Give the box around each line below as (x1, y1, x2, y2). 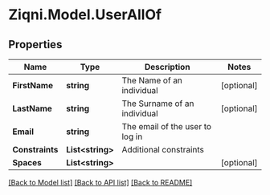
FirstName (12, 80, 54, 91)
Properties (8, 38, 63, 51)
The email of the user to (121, 121, 211, 132)
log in (121, 131, 143, 142)
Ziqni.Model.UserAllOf (8, 6, 162, 24)
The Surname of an (121, 98, 194, 109)
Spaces (12, 157, 42, 168)
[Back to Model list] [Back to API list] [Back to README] (8, 178, 193, 187)
